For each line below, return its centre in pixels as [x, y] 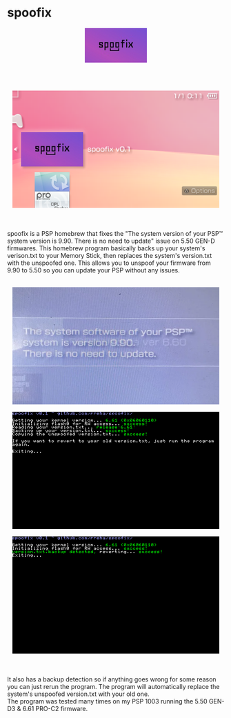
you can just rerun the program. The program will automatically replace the [113, 686]
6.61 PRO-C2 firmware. [55, 708]
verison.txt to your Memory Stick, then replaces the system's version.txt [110, 255]
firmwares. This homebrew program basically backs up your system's [106, 248]
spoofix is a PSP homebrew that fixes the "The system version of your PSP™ [115, 233]
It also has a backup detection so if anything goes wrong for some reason [112, 679]
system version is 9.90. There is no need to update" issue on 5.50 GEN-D [111, 241]
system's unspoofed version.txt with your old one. [78, 694]
